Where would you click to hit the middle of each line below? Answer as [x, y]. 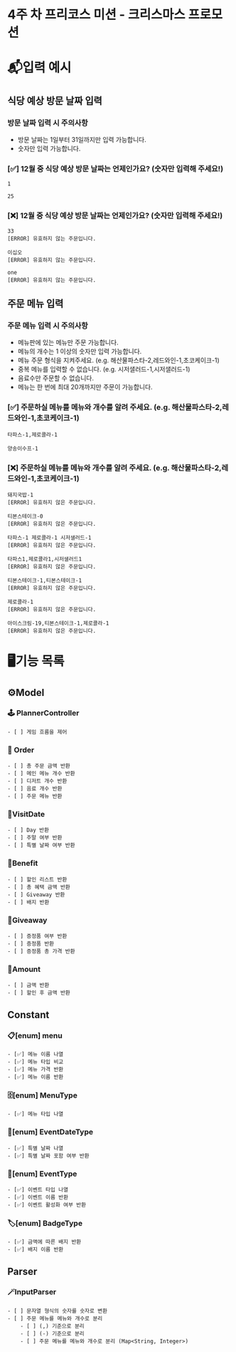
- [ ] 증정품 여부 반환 [37, 936]
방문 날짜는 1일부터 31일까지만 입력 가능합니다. [82, 140]
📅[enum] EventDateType [50, 1132]
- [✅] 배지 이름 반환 [36, 1250]
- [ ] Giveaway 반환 [36, 895]
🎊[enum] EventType [42, 1174]
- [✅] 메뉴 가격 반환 [36, 1069]
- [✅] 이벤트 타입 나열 [38, 1189]
